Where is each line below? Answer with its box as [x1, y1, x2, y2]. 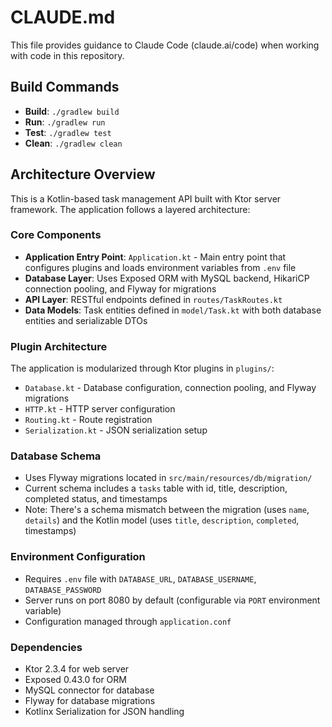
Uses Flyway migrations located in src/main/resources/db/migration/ [24, 472, 313, 484]
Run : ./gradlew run [24, 116, 106, 128]
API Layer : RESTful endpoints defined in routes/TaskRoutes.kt [24, 293, 283, 305]
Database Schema [10, 449, 102, 463]
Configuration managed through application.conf [24, 615, 232, 627]
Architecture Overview [10, 166, 156, 183]
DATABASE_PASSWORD [24, 585, 102, 595]
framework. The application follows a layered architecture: [10, 203, 251, 215]
